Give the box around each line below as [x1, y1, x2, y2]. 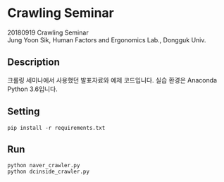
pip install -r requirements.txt [7, 124, 106, 131]
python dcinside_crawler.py [7, 168, 90, 176]
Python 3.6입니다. [7, 85, 58, 93]
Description [7, 56, 60, 68]
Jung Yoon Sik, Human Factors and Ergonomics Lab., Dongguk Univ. [7, 35, 206, 44]
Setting [7, 106, 40, 118]
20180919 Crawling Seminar [7, 28, 89, 37]
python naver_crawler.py [7, 162, 80, 169]
